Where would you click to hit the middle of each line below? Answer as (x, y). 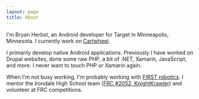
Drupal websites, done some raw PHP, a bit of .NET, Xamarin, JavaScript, (97, 59)
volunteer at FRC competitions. (44, 89)
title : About (22, 17)
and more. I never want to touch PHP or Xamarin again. (74, 65)
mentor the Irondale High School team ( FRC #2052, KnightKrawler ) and (94, 83)
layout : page (22, 12)
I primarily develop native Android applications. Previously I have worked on (100, 52)
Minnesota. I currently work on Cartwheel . (58, 41)
